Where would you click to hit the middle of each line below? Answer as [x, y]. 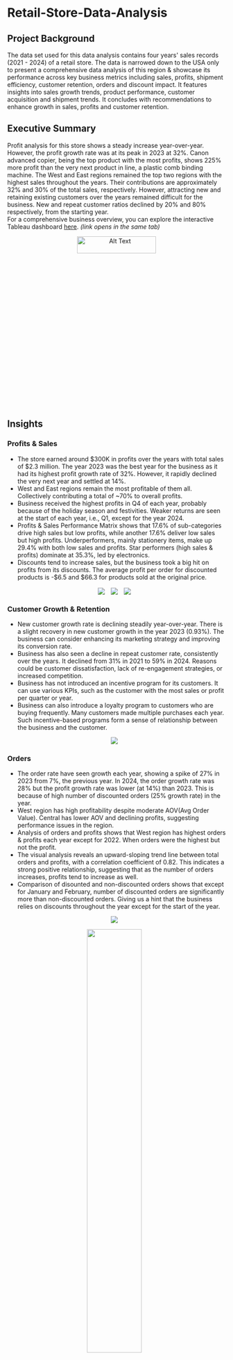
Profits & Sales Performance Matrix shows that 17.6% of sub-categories [119, 525]
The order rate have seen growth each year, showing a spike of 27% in [118, 773]
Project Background [51, 39]
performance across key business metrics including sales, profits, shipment [115, 77]
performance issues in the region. [66, 826]
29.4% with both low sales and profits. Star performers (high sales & [115, 548]
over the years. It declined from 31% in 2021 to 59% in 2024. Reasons [117, 661]
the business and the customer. [62, 727]
